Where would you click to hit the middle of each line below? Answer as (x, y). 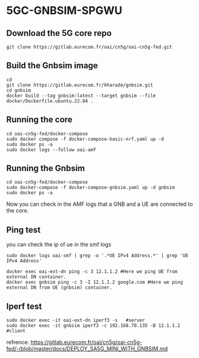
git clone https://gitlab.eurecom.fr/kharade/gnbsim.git (80, 85)
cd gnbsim (19, 90)
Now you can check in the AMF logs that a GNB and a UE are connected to (99, 204)
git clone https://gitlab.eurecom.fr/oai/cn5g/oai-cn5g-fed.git (89, 47)
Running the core (39, 120)
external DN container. (36, 277)
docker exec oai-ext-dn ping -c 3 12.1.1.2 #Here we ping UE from (92, 272)
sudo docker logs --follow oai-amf (51, 150)
